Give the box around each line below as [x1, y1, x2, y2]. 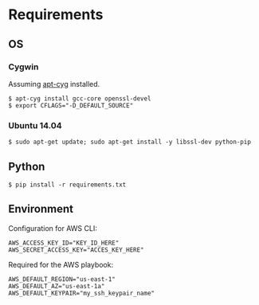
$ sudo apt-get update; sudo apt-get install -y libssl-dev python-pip [8, 138, 251, 147]
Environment [8, 202, 74, 216]
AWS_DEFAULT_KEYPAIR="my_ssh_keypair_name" [8, 289, 155, 297]
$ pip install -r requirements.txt [8, 181, 127, 189]
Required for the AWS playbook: [8, 260, 114, 269]
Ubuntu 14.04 [8, 119, 62, 131]
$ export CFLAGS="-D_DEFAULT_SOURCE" [8, 101, 134, 109]
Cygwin [8, 61, 39, 72]
